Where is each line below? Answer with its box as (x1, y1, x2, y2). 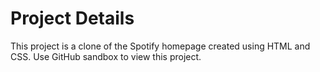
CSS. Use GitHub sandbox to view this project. (10, 50, 202, 62)
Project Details (10, 7, 135, 30)
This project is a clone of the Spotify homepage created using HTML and (10, 40, 311, 52)
